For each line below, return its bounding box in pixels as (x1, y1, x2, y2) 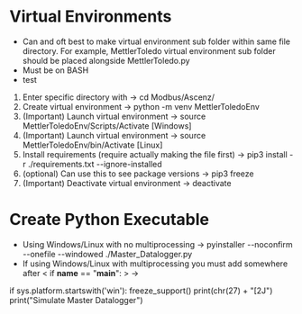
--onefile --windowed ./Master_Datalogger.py (22, 248, 193, 259)
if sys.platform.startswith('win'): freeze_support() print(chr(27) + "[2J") (9, 285, 273, 296)
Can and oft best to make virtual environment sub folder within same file (22, 36, 291, 47)
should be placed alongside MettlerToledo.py (22, 55, 191, 66)
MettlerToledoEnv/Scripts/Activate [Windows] (22, 120, 192, 131)
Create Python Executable (9, 210, 210, 230)
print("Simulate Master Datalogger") (9, 294, 143, 305)
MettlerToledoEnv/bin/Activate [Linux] (22, 139, 163, 150)
